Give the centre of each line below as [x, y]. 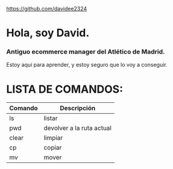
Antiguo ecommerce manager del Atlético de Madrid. [86, 52]
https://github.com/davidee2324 [47, 9]
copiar [53, 148]
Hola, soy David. [48, 33]
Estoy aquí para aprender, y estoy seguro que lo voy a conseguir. [87, 65]
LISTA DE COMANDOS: [65, 89]
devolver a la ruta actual [77, 128]
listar [51, 118]
